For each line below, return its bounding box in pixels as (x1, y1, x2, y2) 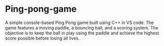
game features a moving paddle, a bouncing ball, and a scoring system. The (5, 24, 159, 30)
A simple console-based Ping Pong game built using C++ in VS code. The (5, 20, 154, 25)
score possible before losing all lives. (5, 35, 80, 41)
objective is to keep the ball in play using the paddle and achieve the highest (5, 30, 159, 36)
